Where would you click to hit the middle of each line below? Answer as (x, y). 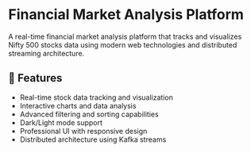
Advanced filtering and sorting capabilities (89, 114)
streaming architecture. (46, 53)
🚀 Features (35, 78)
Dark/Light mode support (61, 122)
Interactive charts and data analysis (78, 105)
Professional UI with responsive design (83, 131)
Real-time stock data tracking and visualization (96, 97)
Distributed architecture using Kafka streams (93, 139)
